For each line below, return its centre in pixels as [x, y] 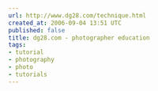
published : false [37, 30]
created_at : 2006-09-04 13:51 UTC [65, 23]
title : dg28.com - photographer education [79, 38]
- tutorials [28, 74]
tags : [17, 45]
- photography [32, 60]
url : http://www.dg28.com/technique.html [77, 15]
